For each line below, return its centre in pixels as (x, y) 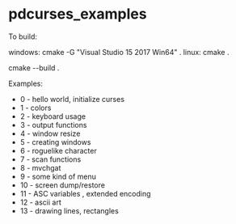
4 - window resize (50, 133)
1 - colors (36, 108)
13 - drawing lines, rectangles (69, 210)
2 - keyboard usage (53, 116)
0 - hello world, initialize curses (72, 99)
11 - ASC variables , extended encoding (85, 193)
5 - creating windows (55, 142)
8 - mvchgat (40, 167)
